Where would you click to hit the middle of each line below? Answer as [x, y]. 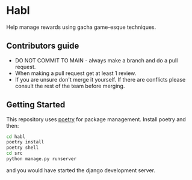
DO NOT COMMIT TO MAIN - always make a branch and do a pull [96, 60]
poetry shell [23, 148]
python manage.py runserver [42, 159]
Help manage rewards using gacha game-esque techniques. [81, 27]
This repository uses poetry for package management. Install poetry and [96, 119]
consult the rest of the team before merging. [70, 86]
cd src [14, 154]
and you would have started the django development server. [81, 170]
